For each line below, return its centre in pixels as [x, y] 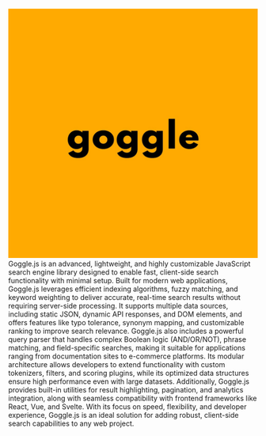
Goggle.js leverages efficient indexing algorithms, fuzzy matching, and [123, 289]
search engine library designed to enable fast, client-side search [114, 272]
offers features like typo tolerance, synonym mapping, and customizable [126, 322]
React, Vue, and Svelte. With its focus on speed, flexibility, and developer [127, 407]
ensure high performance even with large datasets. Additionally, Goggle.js [129, 381]
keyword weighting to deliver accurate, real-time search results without [125, 297]
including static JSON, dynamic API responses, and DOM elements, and [125, 314]
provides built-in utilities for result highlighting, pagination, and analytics [126, 390]
